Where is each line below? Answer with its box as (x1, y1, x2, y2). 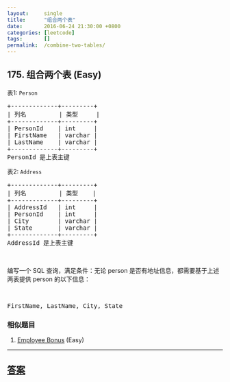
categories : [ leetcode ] (7, 29, 75, 36)
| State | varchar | (7, 224, 98, 232)
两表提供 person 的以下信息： (7, 275, 90, 283)
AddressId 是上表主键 (7, 239, 74, 247)
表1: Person (7, 88, 38, 97)
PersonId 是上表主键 (7, 153, 70, 161)
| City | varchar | (7, 217, 98, 225)
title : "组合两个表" (7, 16, 76, 23)
